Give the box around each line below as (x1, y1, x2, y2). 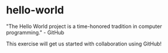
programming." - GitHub (6, 29, 65, 36)
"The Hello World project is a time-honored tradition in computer (6, 23, 163, 30)
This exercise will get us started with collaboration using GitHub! (6, 40, 162, 47)
